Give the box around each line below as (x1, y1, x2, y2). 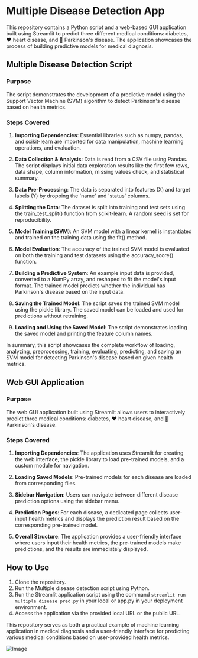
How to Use (6, 563, 50, 573)
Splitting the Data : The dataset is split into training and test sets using (14, 203, 186, 210)
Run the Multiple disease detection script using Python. (14, 584, 150, 592)
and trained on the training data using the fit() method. (14, 234, 147, 241)
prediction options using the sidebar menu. (14, 497, 120, 504)
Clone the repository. (14, 578, 66, 585)
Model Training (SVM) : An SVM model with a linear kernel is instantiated (14, 228, 192, 235)
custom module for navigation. (14, 462, 90, 469)
